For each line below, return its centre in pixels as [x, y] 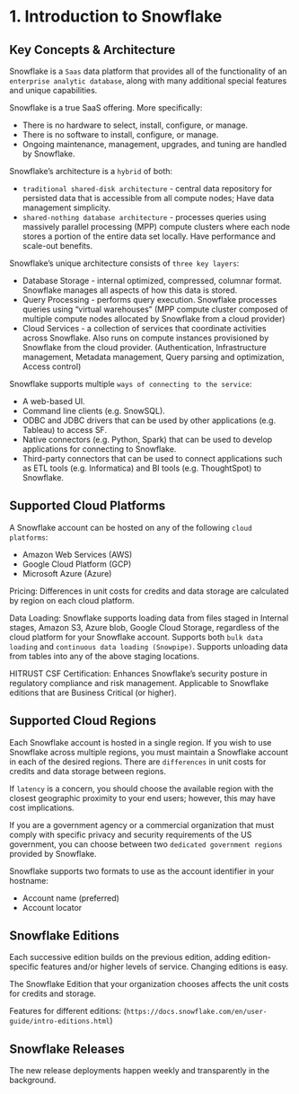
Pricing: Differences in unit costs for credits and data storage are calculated [149, 591]
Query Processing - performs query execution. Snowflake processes [149, 300]
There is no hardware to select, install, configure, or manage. [135, 125]
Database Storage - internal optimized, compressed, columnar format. [152, 281]
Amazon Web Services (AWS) [77, 554]
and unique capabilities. [53, 90]
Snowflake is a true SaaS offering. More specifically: [106, 108]
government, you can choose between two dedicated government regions [146, 844]
